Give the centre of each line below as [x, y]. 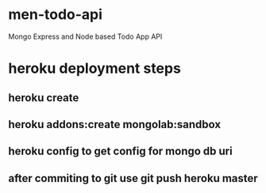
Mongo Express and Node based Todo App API [85, 36]
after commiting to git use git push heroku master [133, 178]
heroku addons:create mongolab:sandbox [114, 124]
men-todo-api [56, 15]
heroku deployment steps [94, 68]
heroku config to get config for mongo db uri [120, 151]
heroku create [44, 98]
